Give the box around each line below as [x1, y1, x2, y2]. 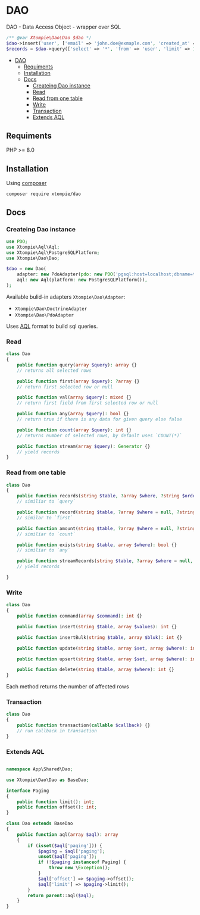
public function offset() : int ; [17, 804, 97, 810]
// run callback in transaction [17, 728, 97, 734]
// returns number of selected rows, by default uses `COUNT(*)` [17, 433, 183, 438]
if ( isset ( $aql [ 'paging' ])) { [27, 842, 102, 848]
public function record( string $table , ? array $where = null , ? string [17, 509, 196, 515]
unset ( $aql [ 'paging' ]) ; [37, 854, 97, 860]
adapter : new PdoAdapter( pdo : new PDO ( [17, 271, 116, 277]
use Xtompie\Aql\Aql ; [6, 244, 60, 250]
